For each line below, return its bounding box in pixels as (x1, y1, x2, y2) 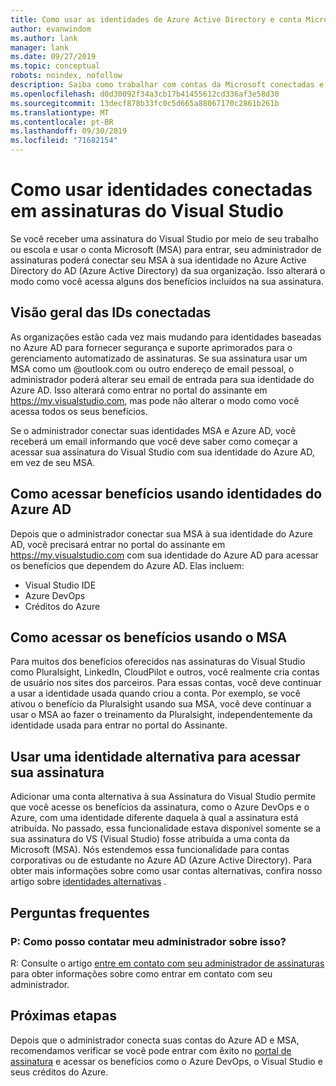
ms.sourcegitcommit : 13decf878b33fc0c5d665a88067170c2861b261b (10, 98, 280, 108)
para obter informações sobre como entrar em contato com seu (10, 967, 273, 980)
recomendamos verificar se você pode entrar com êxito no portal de (10, 1044, 292, 1056)
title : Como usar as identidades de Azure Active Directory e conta (10, 14, 302, 25)
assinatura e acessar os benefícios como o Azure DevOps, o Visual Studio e (10, 1055, 323, 1067)
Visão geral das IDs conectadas (10, 304, 212, 321)
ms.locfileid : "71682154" (10, 136, 118, 146)
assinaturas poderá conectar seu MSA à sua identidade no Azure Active (10, 254, 307, 266)
